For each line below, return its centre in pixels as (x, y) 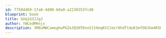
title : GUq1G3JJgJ (24, 19)
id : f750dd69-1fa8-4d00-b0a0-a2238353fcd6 (49, 10)
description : (19, 28)
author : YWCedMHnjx (25, 23)
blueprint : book (22, 14)
